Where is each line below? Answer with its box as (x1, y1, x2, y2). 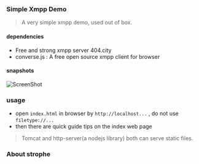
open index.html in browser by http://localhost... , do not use (15, 110, 179, 117)
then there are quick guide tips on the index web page (15, 123, 152, 130)
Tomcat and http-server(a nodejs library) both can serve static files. (21, 135, 193, 142)
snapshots (6, 67, 34, 75)
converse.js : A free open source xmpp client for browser (15, 53, 160, 60)
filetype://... (15, 117, 55, 124)
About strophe (6, 149, 51, 158)
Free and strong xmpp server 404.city (15, 47, 112, 54)
